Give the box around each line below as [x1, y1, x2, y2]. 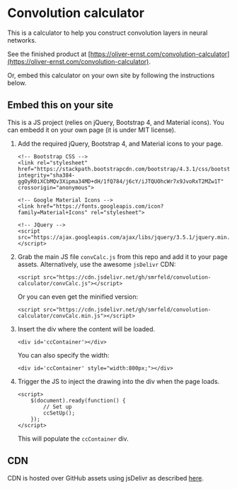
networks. [7, 35, 37, 44]
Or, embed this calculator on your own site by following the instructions [7, 71, 215, 79]
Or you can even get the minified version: [17, 292, 139, 301]
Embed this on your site [7, 99, 114, 111]
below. [7, 78, 27, 87]
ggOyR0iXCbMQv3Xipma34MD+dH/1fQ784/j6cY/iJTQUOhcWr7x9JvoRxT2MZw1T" [17, 177, 224, 185]
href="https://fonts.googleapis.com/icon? [36, 202, 164, 210]
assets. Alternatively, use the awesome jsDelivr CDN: [17, 260, 176, 268]
